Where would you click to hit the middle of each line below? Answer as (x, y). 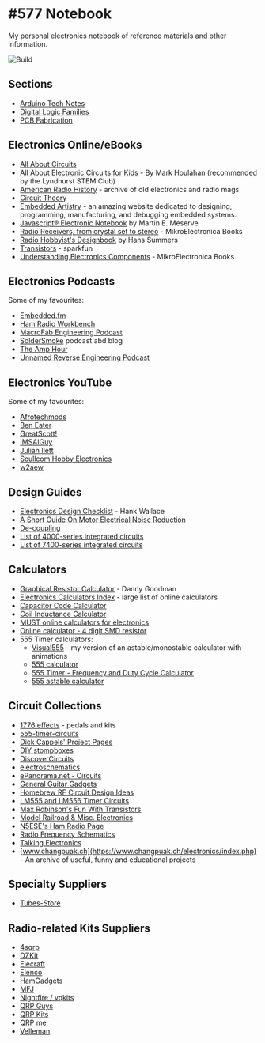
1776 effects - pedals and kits (68, 725)
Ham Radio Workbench (57, 324)
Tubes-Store (40, 903)
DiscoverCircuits (46, 758)
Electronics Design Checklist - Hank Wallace (92, 511)
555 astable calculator (68, 681)
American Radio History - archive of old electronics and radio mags (129, 189)
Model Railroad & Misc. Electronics (76, 817)
